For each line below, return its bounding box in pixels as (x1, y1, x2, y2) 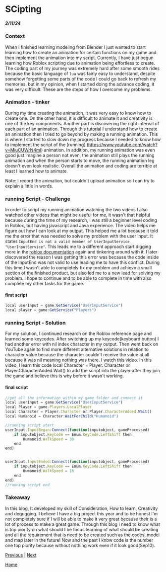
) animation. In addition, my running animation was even (41, 147, 155, 153)
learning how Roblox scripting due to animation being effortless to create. (5, 60, 155, 66)
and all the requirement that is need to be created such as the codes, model (5, 532, 160, 538)
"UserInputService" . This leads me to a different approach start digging (5, 244, 151, 249)
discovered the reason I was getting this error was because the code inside (5, 254, 159, 260)
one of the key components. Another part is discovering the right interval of (5, 120, 160, 126)
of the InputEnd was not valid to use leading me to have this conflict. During (5, 259, 160, 265)
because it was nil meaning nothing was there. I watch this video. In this (5, 357, 152, 363)
